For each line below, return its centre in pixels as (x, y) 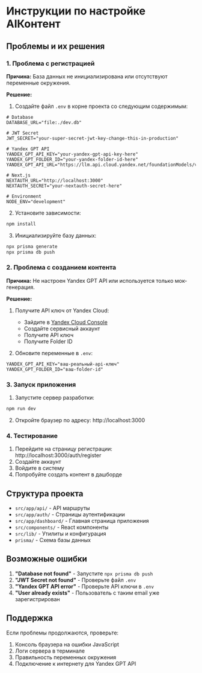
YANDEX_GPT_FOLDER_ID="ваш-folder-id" (55, 369)
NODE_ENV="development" (36, 201)
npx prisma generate (32, 246)
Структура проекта (45, 494)
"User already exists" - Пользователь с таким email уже (87, 593)
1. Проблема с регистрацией (50, 63)
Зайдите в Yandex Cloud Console (66, 322)
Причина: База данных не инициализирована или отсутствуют (87, 76)
